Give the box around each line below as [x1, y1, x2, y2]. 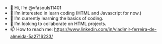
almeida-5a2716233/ [10, 33, 53, 39]
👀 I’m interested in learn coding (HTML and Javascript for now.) [10, 10, 142, 16]
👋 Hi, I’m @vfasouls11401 [10, 5, 62, 10]
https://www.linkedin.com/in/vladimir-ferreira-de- [54, 26, 157, 32]
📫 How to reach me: [10, 26, 53, 32]
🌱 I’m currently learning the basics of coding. [10, 15, 104, 21]
